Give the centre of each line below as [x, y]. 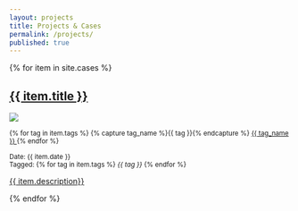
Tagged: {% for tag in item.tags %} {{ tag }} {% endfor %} [98, 165]
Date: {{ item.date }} [40, 157]
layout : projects [41, 17]
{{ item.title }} [49, 96]
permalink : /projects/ [51, 34]
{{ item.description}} [47, 181]
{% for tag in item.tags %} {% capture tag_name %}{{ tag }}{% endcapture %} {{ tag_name [149, 134]
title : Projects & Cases [55, 26]
